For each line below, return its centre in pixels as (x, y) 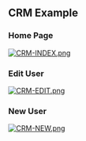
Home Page (31, 36)
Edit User (26, 73)
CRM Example (43, 13)
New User (28, 111)
